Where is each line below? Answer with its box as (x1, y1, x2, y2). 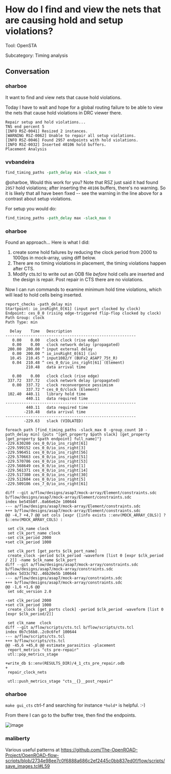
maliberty (5, 735, 30, 742)
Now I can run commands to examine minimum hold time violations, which (5, 286, 162, 292)
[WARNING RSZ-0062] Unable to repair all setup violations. (5, 133, 137, 138)
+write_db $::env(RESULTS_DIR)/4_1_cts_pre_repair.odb (5, 661, 125, 666)
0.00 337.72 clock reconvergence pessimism (12, 382, 114, 388)
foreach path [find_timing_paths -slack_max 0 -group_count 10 (5, 427, 143, 432)
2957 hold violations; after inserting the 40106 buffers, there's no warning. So (5, 185, 166, 191)
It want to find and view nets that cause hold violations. (5, 94, 122, 101)
